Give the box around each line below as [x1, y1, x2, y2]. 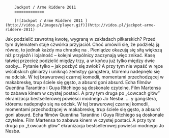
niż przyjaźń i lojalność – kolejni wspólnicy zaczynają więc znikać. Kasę [5, 52, 155, 58]
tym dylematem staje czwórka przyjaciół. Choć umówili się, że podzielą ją [5, 41, 160, 47]
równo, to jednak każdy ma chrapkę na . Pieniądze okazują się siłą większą [5, 47, 162, 53]
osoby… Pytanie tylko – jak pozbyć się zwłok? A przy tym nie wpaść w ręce [5, 63, 163, 69]
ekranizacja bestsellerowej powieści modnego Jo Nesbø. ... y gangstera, [5, 96, 158, 101]
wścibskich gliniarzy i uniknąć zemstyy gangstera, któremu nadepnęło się [5, 69, 160, 74]
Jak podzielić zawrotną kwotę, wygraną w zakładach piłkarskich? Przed [5, 36, 156, 42]
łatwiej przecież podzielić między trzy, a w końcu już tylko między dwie [5, 58, 155, 64]
